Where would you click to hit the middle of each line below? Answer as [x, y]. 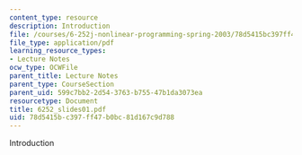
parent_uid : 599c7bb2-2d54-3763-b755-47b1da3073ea [106, 92]
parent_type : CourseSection [62, 84]
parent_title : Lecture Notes [64, 76]
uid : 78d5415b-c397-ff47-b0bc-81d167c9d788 [92, 117]
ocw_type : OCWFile [44, 68]
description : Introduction [60, 26]
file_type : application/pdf [62, 43]
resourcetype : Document [54, 101]
